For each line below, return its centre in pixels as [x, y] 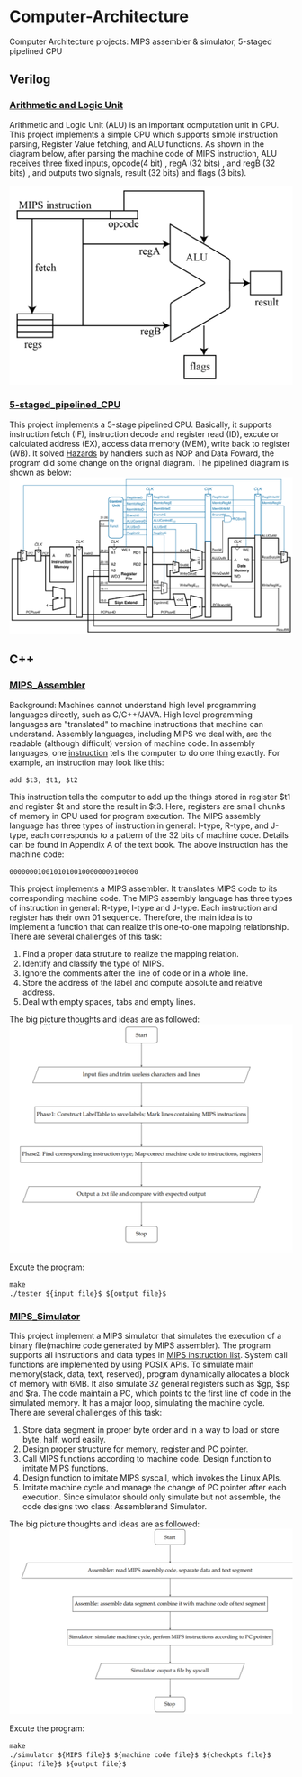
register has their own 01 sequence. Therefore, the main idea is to [131, 917]
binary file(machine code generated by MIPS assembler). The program [140, 1345]
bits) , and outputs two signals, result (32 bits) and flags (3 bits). [128, 172]
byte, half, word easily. [64, 1440]
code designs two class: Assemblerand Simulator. [115, 1507]
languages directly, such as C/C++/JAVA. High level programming [131, 715]
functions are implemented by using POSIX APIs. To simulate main [132, 1365]
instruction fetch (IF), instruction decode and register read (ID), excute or [144, 433]
